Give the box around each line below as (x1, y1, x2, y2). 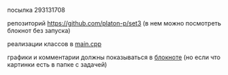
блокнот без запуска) (7, 27, 71, 34)
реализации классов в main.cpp (7, 40, 102, 47)
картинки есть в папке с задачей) (7, 61, 107, 68)
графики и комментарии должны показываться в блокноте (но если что (7, 53, 220, 61)
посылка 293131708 (7, 6, 66, 14)
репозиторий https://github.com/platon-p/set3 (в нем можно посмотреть (7, 19, 222, 27)
